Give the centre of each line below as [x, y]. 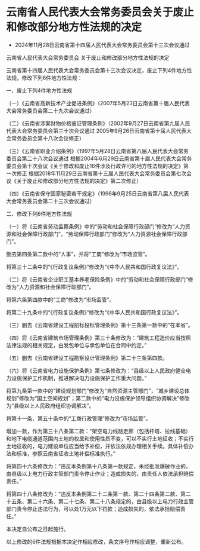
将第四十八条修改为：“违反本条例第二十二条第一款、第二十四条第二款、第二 [99, 494]
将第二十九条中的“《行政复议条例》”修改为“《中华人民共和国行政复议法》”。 [94, 312]
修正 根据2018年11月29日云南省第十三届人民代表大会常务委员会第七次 [101, 173]
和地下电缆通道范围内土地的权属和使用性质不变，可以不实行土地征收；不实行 [100, 438]
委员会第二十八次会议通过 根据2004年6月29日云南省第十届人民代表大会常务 [99, 158]
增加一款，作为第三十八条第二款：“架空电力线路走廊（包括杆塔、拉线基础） [99, 431]
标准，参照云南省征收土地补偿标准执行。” [66, 453]
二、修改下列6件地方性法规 [39, 213]
